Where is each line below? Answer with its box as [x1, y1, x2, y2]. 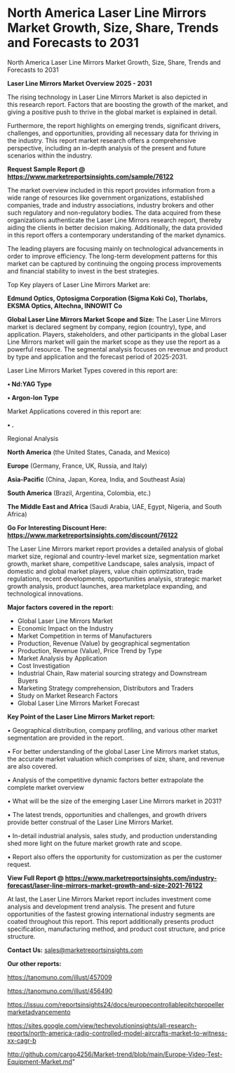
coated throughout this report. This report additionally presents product [7, 917, 214, 925]
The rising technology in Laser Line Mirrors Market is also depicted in [7, 93, 208, 101]
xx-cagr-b [7, 1036, 36, 1045]
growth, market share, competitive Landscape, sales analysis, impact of [7, 559, 215, 567]
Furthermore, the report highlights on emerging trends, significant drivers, [7, 121, 221, 129]
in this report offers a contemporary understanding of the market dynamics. [7, 231, 226, 239]
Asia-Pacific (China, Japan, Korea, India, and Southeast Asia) [7, 475, 186, 483]
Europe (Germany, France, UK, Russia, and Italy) [7, 461, 147, 470]
